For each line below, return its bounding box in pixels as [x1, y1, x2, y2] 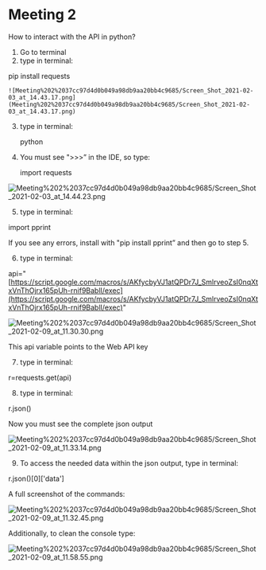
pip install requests [8, 71, 71, 80]
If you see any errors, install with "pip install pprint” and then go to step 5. [8, 237, 249, 248]
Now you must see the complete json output [8, 419, 153, 428]
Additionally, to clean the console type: [8, 528, 136, 538]
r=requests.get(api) [8, 373, 72, 382]
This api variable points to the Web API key [8, 342, 148, 351]
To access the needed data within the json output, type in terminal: [19, 458, 239, 467]
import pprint [8, 222, 52, 232]
